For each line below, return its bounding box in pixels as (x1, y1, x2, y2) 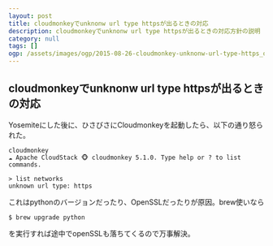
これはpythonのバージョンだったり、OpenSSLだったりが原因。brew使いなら (8, 196, 265, 207)
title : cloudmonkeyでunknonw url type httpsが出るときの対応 (8, 19, 209, 28)
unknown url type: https (8, 182, 93, 190)
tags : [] (8, 42, 38, 50)
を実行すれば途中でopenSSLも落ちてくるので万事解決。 (8, 228, 195, 238)
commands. (8, 160, 42, 169)
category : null (8, 34, 60, 43)
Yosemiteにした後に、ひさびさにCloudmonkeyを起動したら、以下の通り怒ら (8, 119, 264, 130)
